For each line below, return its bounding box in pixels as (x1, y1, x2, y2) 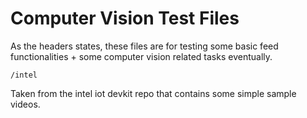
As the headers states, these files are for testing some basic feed (10, 40, 279, 52)
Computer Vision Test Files (10, 7, 240, 30)
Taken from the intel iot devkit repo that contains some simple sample (10, 87, 297, 99)
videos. (10, 98, 41, 110)
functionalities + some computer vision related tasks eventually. (10, 50, 273, 62)
